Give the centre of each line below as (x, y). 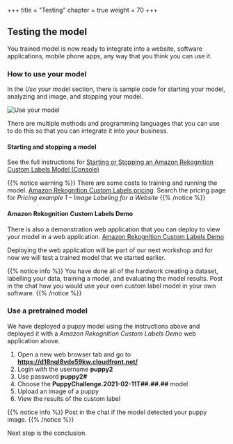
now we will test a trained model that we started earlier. (86, 257)
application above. (34, 340)
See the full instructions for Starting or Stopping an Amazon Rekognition (111, 162)
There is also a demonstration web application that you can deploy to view (114, 229)
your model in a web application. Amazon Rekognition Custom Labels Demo (116, 236)
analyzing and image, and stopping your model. (75, 97)
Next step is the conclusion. (47, 433)
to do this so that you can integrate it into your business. (88, 131)
